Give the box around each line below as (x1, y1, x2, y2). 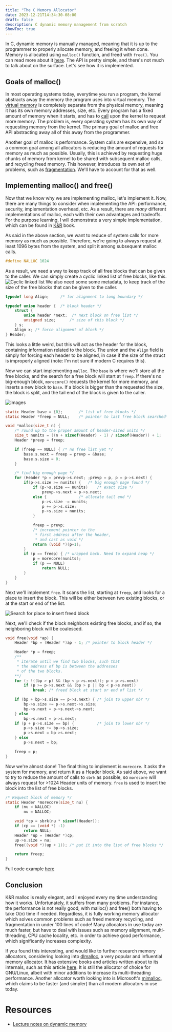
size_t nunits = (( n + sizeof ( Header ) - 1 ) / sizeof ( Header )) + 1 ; (14, 433, 162, 438)
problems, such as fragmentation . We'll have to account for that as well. (5, 166, 157, 173)
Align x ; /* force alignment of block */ (14, 327, 104, 332)
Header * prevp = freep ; (14, 437, 66, 443)
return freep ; (14, 852, 45, 857)
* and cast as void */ (35, 537, 83, 542)
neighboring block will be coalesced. (5, 625, 83, 632)
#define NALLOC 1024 (5, 258, 50, 263)
